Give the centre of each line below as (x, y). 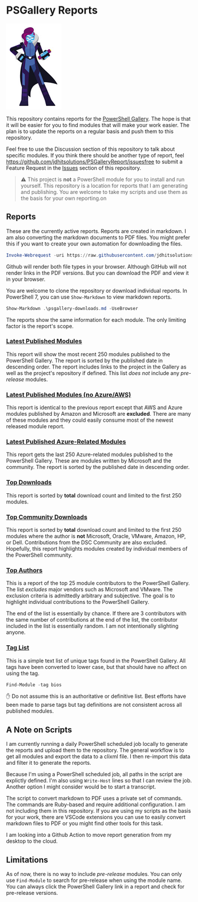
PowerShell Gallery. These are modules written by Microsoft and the (89, 461)
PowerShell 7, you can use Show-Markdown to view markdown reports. (89, 297)
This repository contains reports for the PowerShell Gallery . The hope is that (98, 118)
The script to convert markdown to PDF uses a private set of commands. (94, 798)
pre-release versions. (32, 893)
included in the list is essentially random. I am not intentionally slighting (92, 626)
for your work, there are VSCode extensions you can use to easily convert (96, 817)
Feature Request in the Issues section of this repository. (74, 168)
